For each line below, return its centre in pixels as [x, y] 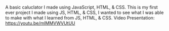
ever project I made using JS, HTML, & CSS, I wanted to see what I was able [85, 12]
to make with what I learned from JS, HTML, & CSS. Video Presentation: [80, 18]
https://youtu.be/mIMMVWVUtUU [40, 23]
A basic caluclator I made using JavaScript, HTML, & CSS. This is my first [81, 7]
